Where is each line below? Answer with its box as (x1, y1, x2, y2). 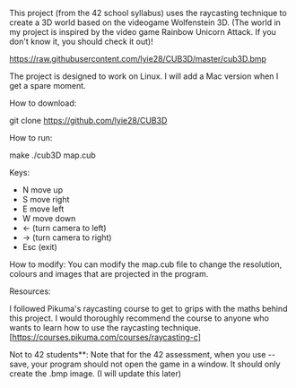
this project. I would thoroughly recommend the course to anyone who (9, 313, 269, 323)
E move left (22, 203, 65, 214)
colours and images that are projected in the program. (9, 269, 209, 279)
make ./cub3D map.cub (9, 150, 96, 160)
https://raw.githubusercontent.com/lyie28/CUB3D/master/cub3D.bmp (9, 54, 267, 64)
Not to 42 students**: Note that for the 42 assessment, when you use (9, 349, 266, 359)
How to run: (9, 133, 53, 142)
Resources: (9, 286, 51, 297)
